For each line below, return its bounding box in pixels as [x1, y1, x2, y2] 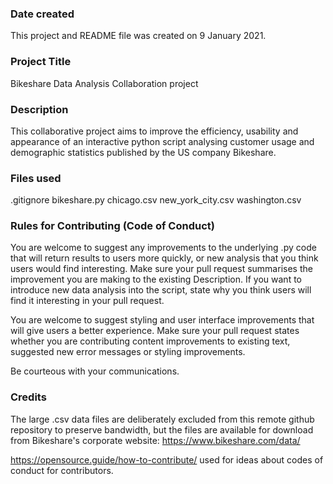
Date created [10, 7, 75, 21]
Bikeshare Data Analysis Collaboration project [10, 77, 199, 89]
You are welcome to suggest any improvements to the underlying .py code [10, 242, 317, 254]
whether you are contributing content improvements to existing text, [10, 335, 291, 347]
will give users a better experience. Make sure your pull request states [10, 325, 300, 337]
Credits [10, 390, 47, 404]
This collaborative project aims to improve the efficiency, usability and [10, 125, 299, 137]
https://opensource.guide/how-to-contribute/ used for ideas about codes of [10, 453, 324, 466]
